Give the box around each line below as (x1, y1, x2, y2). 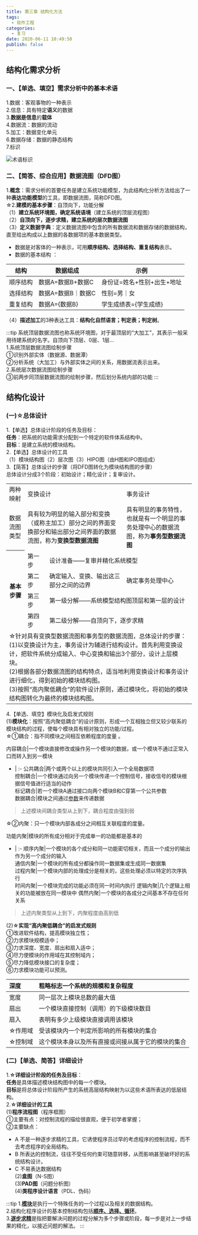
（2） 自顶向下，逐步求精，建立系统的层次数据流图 (6, 216, 128, 223)
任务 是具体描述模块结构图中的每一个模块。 (6, 1078, 110, 1086)
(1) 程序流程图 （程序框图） (6, 1108, 69, 1115)
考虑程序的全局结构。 (19, 1143, 72, 1150)
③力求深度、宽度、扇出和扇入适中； (6, 944, 96, 951)
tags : (6, 14, 19, 20)
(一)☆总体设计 (6, 412, 48, 420)
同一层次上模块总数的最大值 (38, 993, 116, 1001)
